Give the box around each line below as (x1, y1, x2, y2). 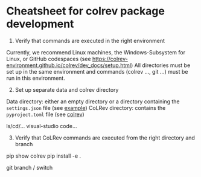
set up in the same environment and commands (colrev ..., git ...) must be (6, 68, 188, 75)
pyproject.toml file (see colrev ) (6, 111, 85, 118)
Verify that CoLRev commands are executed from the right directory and (14, 134, 195, 141)
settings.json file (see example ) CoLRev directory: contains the (6, 104, 166, 111)
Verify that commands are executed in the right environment (14, 37, 165, 44)
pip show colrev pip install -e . (6, 152, 81, 159)
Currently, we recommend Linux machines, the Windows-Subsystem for (6, 48, 186, 56)
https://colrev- (92, 55, 129, 62)
